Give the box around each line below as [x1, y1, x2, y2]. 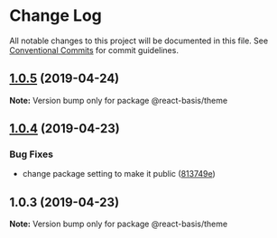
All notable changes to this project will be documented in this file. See [9, 35, 269, 46]
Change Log [9, 5, 102, 26]
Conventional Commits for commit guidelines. [9, 44, 179, 55]
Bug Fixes [9, 148, 54, 160]
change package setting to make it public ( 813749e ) [22, 169, 217, 179]
